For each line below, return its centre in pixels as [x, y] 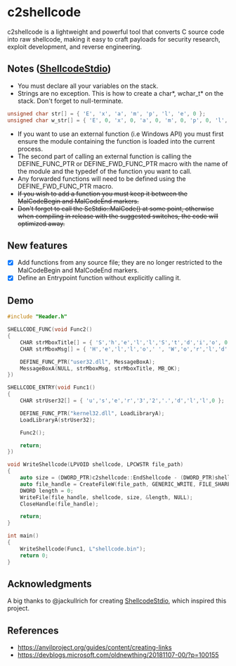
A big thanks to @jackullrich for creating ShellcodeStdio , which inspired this [117, 601]
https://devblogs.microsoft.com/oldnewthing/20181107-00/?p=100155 [118, 655]
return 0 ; [34, 555]
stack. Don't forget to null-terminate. [70, 101]
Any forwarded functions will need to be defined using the [101, 178]
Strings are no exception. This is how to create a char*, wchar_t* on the [120, 93]
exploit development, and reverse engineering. [75, 46]
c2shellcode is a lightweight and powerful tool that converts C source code [116, 32]
